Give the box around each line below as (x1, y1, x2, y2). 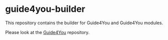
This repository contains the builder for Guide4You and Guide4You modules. (5, 20, 163, 26)
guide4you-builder (5, 3, 85, 15)
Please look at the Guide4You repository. (5, 29, 90, 35)
